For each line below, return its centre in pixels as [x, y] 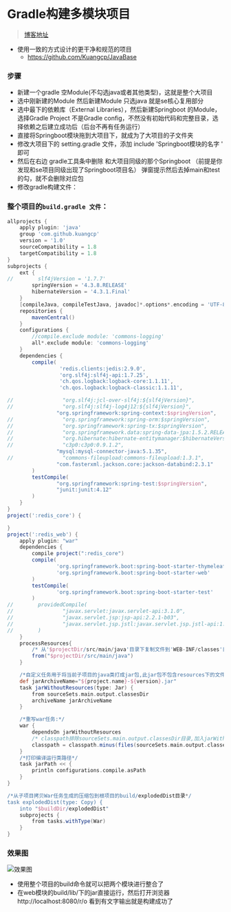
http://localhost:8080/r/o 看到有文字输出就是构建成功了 [95, 901]
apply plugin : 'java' [50, 228]
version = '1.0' [43, 241]
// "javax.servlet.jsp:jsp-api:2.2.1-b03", [93, 618]
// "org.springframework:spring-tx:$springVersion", [107, 426]
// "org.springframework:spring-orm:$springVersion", [109, 419]
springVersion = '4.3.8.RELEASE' [80, 286]
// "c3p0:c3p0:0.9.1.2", [66, 445]
